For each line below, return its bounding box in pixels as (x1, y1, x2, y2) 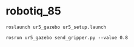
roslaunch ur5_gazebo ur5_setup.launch (5, 24, 107, 30)
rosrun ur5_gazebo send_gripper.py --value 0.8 (5, 34, 129, 40)
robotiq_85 (5, 4, 61, 18)
